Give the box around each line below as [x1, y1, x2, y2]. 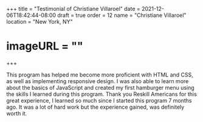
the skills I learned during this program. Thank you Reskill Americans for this [6, 90, 198, 98]
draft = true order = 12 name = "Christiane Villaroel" [57, 12, 187, 19]
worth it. [6, 109, 27, 117]
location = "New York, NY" [6, 18, 73, 25]
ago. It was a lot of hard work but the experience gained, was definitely [6, 103, 185, 110]
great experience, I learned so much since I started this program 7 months [6, 97, 192, 104]
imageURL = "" [6, 39, 83, 53]
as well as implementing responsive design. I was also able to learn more [6, 77, 189, 84]
